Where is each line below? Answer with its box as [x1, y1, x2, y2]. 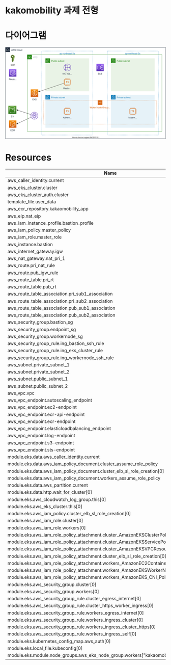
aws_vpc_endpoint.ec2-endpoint [7, 404, 77, 410]
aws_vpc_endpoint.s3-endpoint [7, 439, 74, 446]
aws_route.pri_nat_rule [7, 262, 55, 269]
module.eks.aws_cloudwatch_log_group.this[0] [7, 496, 106, 502]
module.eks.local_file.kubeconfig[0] [7, 645, 83, 651]
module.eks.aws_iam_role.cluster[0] [7, 518, 83, 524]
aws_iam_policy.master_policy [7, 227, 71, 233]
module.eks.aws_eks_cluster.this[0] [7, 503, 82, 510]
